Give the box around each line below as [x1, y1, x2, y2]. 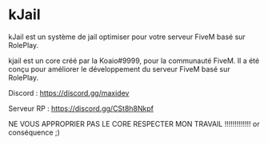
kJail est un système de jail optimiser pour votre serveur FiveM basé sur [8, 32, 246, 41]
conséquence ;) [8, 127, 60, 137]
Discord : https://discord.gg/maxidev [8, 88, 130, 97]
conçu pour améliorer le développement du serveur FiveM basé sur [8, 64, 230, 73]
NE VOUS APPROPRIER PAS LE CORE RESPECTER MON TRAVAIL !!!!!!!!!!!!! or [8, 119, 260, 128]
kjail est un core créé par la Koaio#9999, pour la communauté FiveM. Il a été [8, 56, 260, 65]
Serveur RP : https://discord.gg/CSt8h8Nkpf [8, 104, 154, 113]
